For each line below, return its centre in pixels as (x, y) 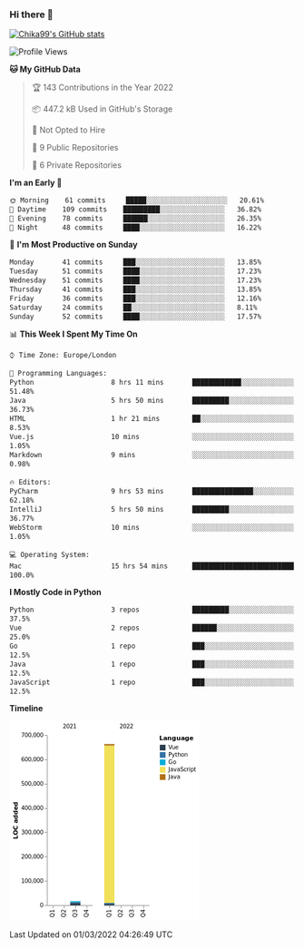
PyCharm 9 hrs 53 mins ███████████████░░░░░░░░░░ (152, 492)
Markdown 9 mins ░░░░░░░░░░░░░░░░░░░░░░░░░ (152, 455)
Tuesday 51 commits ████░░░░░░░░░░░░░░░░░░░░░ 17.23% (135, 271)
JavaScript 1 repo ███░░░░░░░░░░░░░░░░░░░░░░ (152, 683)
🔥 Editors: (30, 483)
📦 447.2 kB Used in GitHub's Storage (102, 109)
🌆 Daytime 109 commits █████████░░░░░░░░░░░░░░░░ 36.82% (135, 210)
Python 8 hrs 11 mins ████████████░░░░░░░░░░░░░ (152, 383)
